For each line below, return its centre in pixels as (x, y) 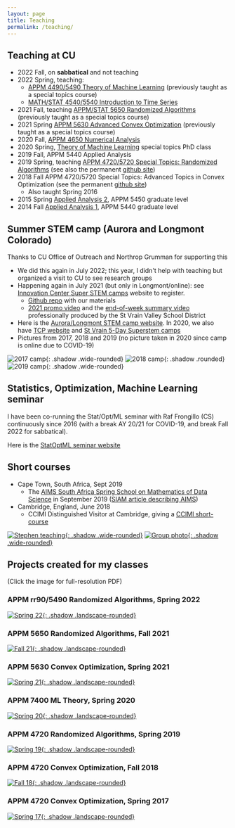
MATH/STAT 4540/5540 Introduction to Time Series (103, 102)
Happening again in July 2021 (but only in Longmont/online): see (111, 285)
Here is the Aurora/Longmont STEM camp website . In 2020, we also (116, 323)
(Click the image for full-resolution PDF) (65, 582)
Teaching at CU (41, 55)
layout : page (26, 14)
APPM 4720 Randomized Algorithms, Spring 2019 (94, 734)
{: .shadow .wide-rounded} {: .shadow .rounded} (135, 359)
